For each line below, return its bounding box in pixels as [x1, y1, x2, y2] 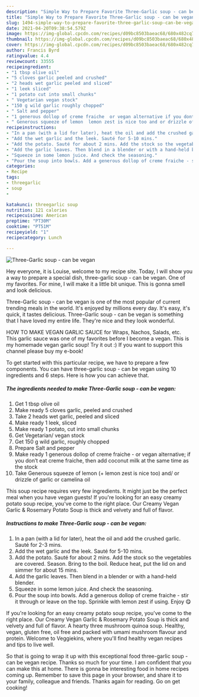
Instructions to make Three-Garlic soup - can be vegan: [6, 520, 147, 527]
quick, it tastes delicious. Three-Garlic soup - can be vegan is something [6, 311, 184, 318]
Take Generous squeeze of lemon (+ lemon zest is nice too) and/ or [14, 470, 179, 477]
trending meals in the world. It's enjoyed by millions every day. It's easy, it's [6, 304, 191, 312]
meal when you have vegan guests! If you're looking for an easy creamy [6, 493, 182, 500]
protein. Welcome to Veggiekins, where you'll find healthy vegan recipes [6, 635, 183, 642]
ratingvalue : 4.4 [6, 53, 49, 59]
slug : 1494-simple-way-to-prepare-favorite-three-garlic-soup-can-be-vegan [6, 20, 197, 26]
